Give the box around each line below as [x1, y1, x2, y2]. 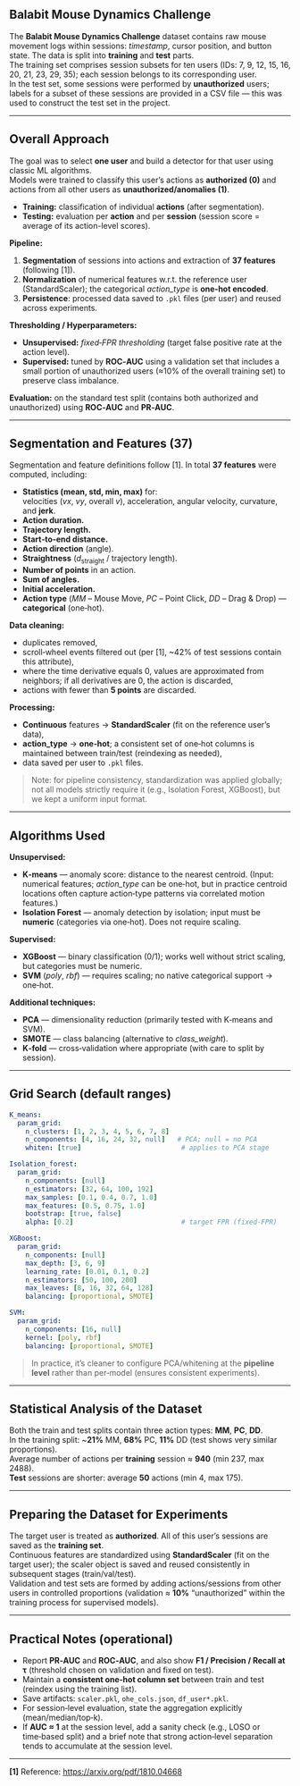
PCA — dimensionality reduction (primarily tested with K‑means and [21, 1015, 273, 1025]
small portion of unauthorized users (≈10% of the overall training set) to [21, 366, 286, 376]
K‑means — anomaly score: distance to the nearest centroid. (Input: [21, 869, 274, 880]
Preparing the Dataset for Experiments [9, 1506, 229, 1522]
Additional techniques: [9, 997, 96, 1008]
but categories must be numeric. [21, 961, 143, 972]
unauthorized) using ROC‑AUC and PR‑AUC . [9, 401, 175, 412]
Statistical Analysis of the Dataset [9, 1402, 203, 1416]
